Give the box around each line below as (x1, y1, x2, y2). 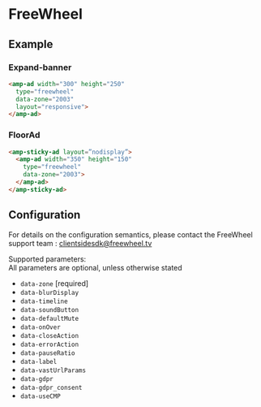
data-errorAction (19, 340, 79, 349)
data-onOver (19, 323, 61, 331)
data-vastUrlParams (19, 366, 87, 375)
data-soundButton (19, 305, 79, 314)
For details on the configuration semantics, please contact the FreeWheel (8, 229, 253, 240)
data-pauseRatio (19, 349, 75, 357)
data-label (19, 357, 58, 366)
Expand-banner (8, 62, 72, 73)
